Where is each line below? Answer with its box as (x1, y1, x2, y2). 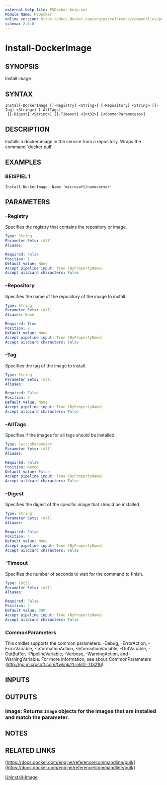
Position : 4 (5, 534, 30, 539)
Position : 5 (5, 604, 30, 609)
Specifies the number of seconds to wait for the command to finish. (5, 571, 144, 577)
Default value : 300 (5, 608, 46, 613)
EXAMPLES (5, 158, 41, 167)
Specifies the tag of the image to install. (5, 362, 86, 368)
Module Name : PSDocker (5, 12, 52, 17)
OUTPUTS (5, 693, 37, 701)
